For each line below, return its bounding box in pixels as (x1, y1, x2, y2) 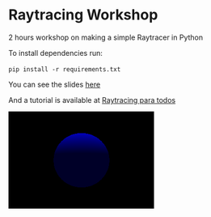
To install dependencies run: (8, 48, 103, 57)
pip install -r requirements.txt (8, 65, 121, 74)
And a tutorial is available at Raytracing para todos (8, 95, 176, 104)
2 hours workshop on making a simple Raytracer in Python (8, 32, 204, 42)
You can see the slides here (8, 79, 101, 89)
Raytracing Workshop (8, 6, 158, 24)
